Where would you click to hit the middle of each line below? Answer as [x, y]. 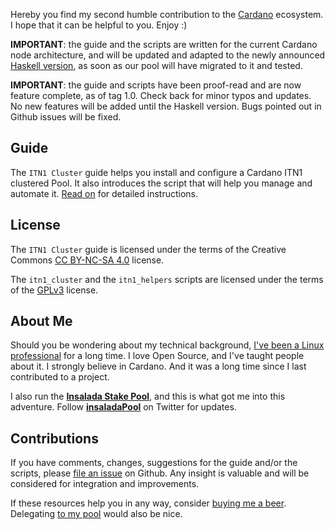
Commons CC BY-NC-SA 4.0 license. [87, 260]
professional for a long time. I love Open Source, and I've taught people [157, 356]
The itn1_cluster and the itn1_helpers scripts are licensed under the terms [167, 279]
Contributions [54, 438]
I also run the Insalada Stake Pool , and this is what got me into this [148, 396]
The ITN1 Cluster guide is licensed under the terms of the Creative [148, 249]
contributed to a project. [60, 377]
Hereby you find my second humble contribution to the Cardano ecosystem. [167, 14]
